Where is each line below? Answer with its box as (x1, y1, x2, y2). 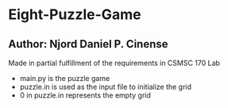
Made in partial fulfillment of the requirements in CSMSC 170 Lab (8, 58, 221, 67)
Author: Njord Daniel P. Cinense (8, 37, 168, 51)
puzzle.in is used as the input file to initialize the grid (19, 82, 192, 91)
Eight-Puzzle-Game (8, 6, 141, 24)
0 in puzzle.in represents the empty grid (19, 91, 151, 100)
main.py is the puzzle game (19, 74, 110, 83)
